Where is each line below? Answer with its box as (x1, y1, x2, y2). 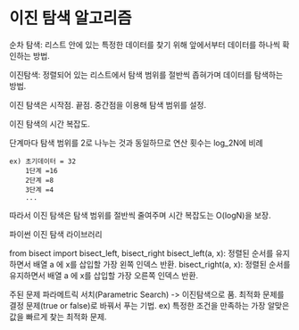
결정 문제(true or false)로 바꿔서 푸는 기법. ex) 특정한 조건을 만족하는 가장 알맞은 (9, 300, 290, 310)
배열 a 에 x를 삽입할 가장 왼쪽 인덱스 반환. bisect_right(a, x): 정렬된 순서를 (32, 259, 291, 269)
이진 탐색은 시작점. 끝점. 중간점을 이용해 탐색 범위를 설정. (9, 99, 207, 110)
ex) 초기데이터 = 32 (9, 157, 77, 166)
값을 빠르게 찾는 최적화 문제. (9, 311, 107, 322)
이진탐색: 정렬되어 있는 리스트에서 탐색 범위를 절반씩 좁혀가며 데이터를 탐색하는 (9, 69, 284, 80)
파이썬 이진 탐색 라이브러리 (9, 228, 103, 239)
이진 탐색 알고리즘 (9, 8, 132, 29)
